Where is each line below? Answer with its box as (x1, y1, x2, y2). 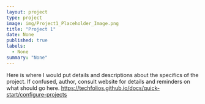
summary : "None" (6, 54, 48, 61)
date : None (6, 32, 34, 38)
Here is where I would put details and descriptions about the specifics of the (6, 71, 199, 78)
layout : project (6, 9, 48, 15)
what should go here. (6, 84, 60, 92)
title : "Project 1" (6, 26, 56, 32)
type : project (6, 15, 43, 21)
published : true (6, 37, 48, 43)
